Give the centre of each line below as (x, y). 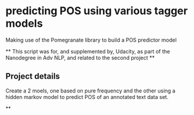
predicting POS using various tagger (97, 11)
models (24, 23)
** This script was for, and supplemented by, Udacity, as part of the (88, 51)
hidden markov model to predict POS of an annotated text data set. (87, 97)
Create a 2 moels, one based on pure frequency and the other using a (90, 91)
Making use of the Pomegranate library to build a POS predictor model (91, 40)
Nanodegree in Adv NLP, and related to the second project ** (80, 57)
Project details (33, 76)
